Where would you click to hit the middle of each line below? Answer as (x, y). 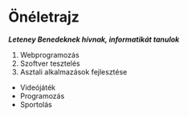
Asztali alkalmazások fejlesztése (74, 71)
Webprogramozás (49, 54)
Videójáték (38, 87)
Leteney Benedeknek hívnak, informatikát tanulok (94, 39)
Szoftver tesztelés (50, 63)
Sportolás (36, 104)
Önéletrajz (44, 17)
